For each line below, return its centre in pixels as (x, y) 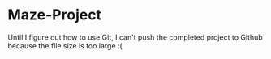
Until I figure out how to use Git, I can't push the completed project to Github (135, 37)
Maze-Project (55, 15)
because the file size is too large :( (65, 45)
